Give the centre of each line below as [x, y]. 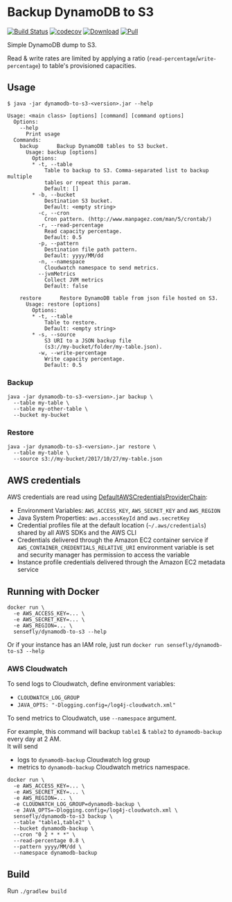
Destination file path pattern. [91, 249]
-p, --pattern [58, 243]
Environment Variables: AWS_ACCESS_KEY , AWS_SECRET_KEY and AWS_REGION [119, 511]
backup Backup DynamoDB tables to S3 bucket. [94, 146]
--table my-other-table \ [51, 409]
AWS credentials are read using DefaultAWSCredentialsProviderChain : [107, 497]
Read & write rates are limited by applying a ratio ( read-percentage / [103, 58]
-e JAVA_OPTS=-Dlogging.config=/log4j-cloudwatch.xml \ [96, 810]
